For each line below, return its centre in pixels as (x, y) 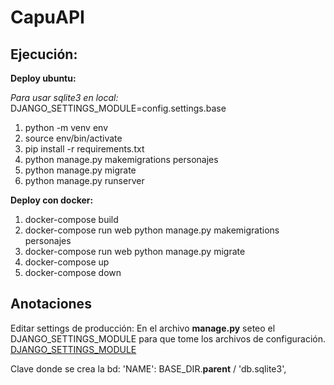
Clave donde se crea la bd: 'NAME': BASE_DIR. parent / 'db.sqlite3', (148, 368)
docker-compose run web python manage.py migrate (135, 251)
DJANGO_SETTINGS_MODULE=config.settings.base (118, 108)
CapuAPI (47, 17)
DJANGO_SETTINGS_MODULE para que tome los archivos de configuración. (168, 338)
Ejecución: (44, 54)
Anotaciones (51, 304)
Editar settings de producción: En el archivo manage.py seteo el (143, 328)
